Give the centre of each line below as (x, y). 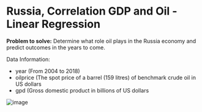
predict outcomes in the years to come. (56, 47)
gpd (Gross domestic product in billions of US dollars (82, 90)
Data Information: (28, 59)
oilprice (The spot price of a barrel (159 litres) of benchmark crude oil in (105, 77)
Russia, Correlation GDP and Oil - (92, 11)
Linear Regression (54, 24)
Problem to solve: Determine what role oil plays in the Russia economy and (101, 41)
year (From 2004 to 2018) (48, 71)
